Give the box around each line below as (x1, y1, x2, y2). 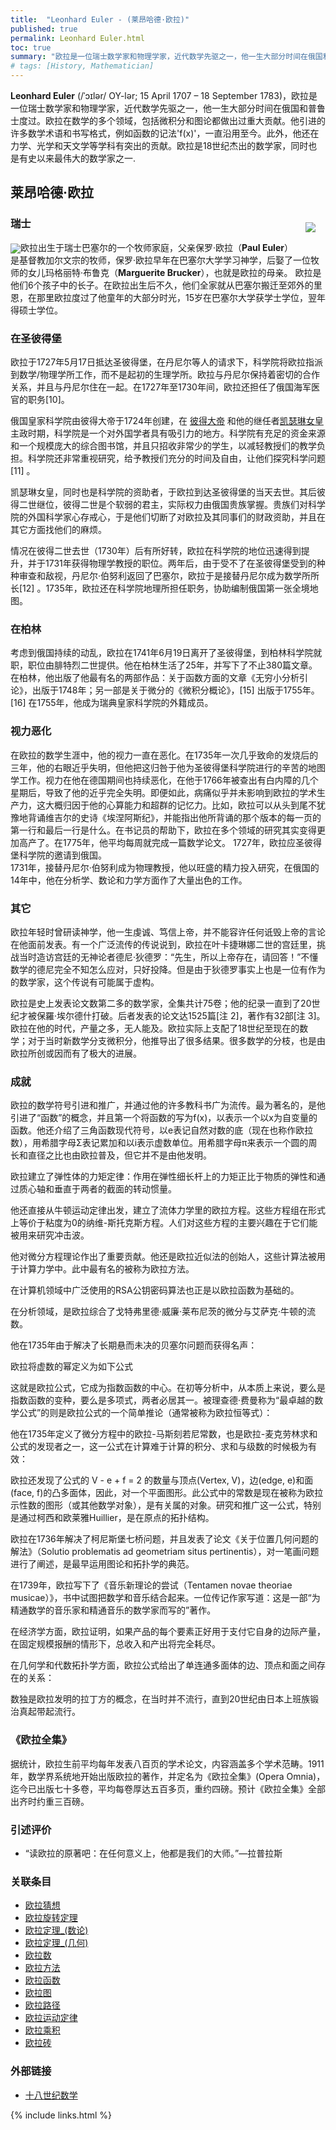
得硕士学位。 (10, 304, 63, 316)
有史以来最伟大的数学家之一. (18, 152, 137, 164)
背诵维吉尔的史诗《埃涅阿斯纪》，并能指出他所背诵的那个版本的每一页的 (27, 811, 322, 823)
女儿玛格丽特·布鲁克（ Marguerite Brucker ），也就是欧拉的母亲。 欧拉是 (27, 266, 322, 278)
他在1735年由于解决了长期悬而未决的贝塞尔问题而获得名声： (10, 1339, 258, 1351)
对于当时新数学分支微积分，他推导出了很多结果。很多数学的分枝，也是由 (27, 1035, 326, 1047)
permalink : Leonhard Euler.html (10, 33, 145, 43)
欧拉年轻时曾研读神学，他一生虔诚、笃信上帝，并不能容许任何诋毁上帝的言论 (10, 926, 326, 938)
